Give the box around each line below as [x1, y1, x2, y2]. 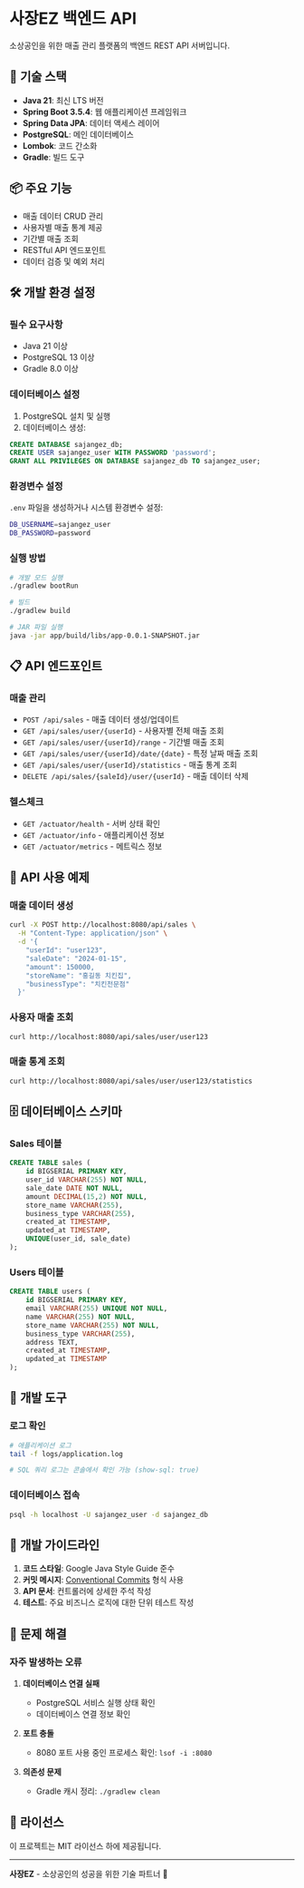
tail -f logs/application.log [9, 1449, 124, 1458]
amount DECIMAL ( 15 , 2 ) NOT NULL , [25, 1192, 147, 1202]
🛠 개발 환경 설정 [9, 285, 96, 300]
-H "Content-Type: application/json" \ [17, 929, 168, 939]
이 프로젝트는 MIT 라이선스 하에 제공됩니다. [9, 1840, 162, 1851]
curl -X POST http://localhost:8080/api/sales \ [9, 920, 196, 929]
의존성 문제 [22, 1766, 62, 1777]
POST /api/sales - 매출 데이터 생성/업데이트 [22, 714, 180, 725]
